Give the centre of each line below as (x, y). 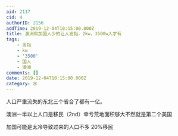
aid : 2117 (18, 12)
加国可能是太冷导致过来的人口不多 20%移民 (60, 127)
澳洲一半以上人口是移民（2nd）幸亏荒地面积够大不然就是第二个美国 (89, 114)
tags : (13, 39)
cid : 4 (14, 17)
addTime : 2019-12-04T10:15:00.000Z (50, 28)
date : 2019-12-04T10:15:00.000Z (46, 78)
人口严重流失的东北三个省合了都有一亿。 (56, 101)
